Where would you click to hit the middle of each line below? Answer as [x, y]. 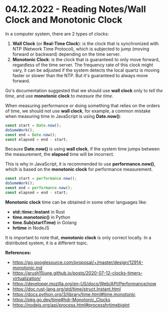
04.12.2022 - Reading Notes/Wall [75, 9]
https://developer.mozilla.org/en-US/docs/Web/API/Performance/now [84, 283]
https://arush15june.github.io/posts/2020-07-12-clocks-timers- [77, 273]
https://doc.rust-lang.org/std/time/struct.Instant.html [66, 289]
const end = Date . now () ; [31, 135]
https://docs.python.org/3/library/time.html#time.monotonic [74, 294]
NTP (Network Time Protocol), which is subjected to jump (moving [81, 49]
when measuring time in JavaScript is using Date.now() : [63, 116]
